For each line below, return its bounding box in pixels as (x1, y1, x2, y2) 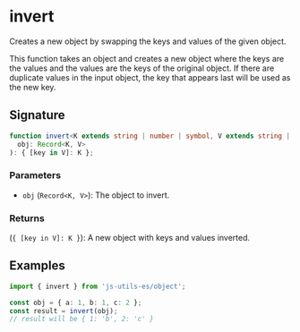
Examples (9, 258, 65, 274)
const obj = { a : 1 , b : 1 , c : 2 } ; (9, 298, 142, 307)
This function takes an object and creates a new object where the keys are (9, 53, 285, 64)
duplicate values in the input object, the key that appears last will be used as (9, 72, 291, 82)
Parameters (9, 169, 61, 182)
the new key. (9, 81, 56, 92)
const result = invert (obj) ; (9, 306, 118, 315)
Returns (9, 212, 45, 225)
